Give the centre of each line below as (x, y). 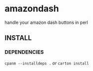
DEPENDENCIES (24, 52)
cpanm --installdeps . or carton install (47, 63)
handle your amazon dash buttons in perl (46, 22)
